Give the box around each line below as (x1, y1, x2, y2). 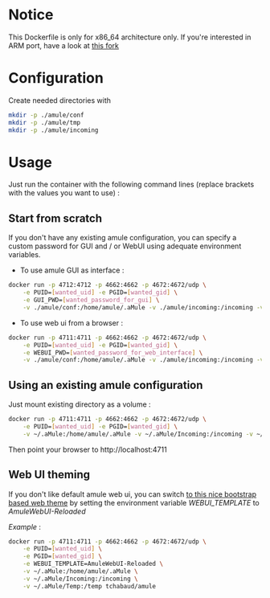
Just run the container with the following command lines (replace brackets (8, 179, 255, 190)
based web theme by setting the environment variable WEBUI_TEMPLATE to (8, 498, 260, 507)
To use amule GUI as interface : (19, 265, 125, 275)
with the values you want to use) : (8, 188, 121, 198)
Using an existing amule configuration (8, 378, 203, 391)
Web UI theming (8, 468, 91, 481)
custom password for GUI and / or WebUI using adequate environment (8, 241, 242, 251)
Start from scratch (8, 211, 103, 225)
